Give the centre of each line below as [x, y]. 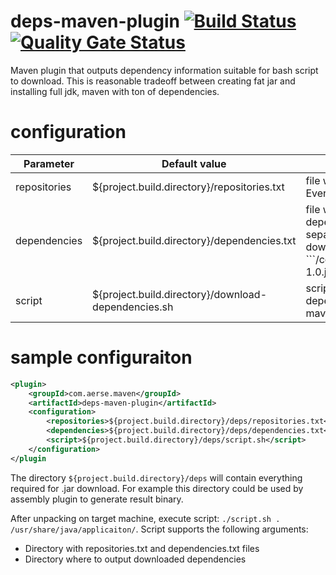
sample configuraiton [101, 357]
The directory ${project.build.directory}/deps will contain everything [156, 477]
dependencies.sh [133, 307]
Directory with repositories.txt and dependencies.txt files [142, 548]
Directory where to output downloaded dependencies [135, 559]
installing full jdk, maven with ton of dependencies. [115, 91]
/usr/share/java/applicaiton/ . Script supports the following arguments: [159, 529]
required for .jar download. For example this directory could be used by [157, 488]
